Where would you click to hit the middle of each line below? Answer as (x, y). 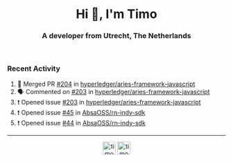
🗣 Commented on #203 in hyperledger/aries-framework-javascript (113, 91)
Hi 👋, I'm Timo (116, 14)
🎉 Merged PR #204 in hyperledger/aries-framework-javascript (106, 84)
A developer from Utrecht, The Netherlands (116, 36)
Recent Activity (34, 69)
